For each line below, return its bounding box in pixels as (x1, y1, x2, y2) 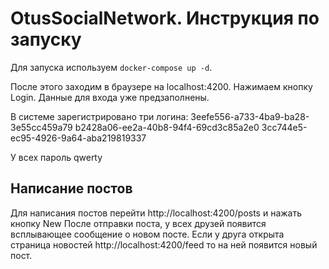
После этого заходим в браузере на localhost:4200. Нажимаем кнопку (10, 80, 313, 92)
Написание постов (10, 180, 133, 197)
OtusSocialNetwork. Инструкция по (10, 7, 320, 30)
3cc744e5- (261, 121, 308, 133)
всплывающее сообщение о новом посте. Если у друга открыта (10, 228, 285, 240)
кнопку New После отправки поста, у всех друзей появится (10, 217, 267, 229)
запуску (10, 28, 82, 51)
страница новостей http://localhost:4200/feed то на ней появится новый (10, 238, 318, 251)
